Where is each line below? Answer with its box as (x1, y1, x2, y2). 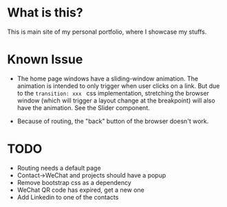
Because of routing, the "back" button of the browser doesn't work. (17, 117, 209, 125)
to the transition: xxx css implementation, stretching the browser (17, 89, 210, 97)
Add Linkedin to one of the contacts (17, 193, 119, 201)
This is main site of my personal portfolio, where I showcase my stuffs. (7, 28, 207, 36)
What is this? (7, 5, 84, 21)
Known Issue (7, 52, 83, 67)
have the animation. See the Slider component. (17, 103, 150, 111)
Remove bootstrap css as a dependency (17, 178, 132, 186)
